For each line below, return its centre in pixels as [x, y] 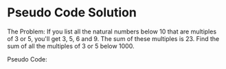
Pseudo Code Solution [72, 13]
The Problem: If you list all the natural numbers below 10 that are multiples [112, 31]
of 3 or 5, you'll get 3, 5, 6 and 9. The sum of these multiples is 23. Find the [113, 38]
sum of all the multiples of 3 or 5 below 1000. [71, 46]
